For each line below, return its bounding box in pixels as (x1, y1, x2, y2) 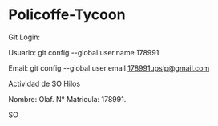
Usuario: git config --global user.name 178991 (8, 47, 159, 57)
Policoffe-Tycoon (8, 6, 126, 24)
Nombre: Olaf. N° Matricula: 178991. (8, 94, 127, 104)
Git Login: (8, 32, 40, 42)
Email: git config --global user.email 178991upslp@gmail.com (8, 63, 210, 73)
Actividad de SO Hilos (8, 79, 81, 88)
